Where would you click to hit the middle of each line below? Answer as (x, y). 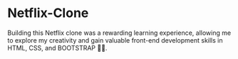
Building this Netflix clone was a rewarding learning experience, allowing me (119, 33)
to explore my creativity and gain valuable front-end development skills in (115, 40)
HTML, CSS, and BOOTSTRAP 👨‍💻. (57, 48)
